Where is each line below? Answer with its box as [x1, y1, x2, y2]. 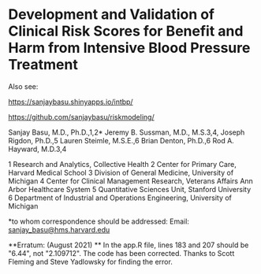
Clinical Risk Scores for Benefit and [8, 22, 244, 40]
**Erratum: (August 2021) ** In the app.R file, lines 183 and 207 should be [8, 240, 249, 250]
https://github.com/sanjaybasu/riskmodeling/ [8, 112, 155, 121]
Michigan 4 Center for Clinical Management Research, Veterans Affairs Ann [8, 176, 254, 186]
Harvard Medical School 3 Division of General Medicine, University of [8, 168, 234, 177]
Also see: [8, 81, 39, 91]
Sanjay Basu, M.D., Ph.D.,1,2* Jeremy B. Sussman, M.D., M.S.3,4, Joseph [8, 128, 245, 137]
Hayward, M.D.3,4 [8, 144, 67, 154]
